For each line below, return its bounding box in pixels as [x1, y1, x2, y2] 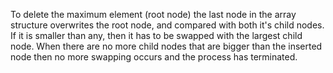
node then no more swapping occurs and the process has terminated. [10, 51, 298, 63]
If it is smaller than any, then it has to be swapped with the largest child [10, 30, 303, 41]
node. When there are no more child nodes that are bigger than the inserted [10, 40, 323, 52]
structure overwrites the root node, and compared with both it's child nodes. [10, 19, 325, 31]
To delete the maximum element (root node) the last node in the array [10, 9, 297, 20]
